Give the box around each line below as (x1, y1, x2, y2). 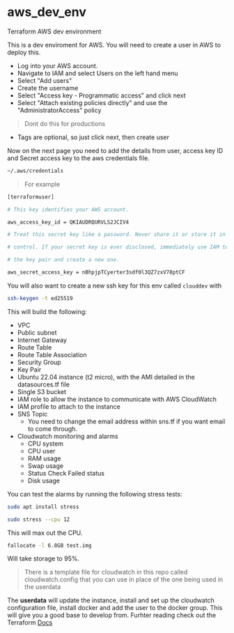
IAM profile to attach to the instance (17, 402, 120, 411)
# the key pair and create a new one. (7, 256, 120, 263)
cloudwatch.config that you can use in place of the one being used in (24, 575, 224, 584)
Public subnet (17, 328, 57, 336)
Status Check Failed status (27, 469, 104, 477)
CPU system (27, 439, 64, 448)
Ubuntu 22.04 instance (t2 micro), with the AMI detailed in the (17, 373, 195, 381)
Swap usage (27, 461, 64, 470)
